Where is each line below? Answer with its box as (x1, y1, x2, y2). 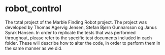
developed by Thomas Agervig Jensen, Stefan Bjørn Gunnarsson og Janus (5, 24, 157, 30)
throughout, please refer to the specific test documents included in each (5, 35, 152, 41)
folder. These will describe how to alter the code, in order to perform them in (5, 40, 161, 46)
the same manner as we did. (5, 45, 63, 51)
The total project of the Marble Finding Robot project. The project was (5, 19, 147, 25)
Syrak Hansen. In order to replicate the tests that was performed (5, 29, 136, 35)
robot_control (5, 3, 62, 14)
